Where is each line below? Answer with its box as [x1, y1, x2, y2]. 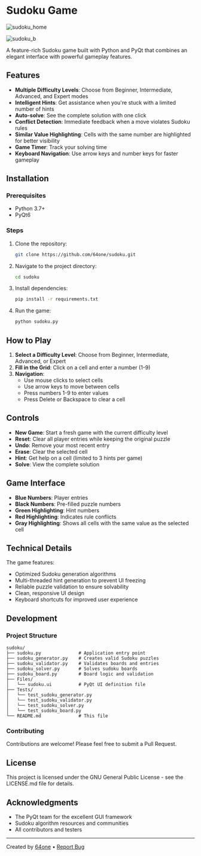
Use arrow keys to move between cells [23, 383, 120, 390]
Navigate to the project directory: [14, 262, 97, 269]
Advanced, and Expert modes [14, 92, 89, 99]
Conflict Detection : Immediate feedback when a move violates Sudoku [14, 118, 190, 125]
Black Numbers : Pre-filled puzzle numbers [14, 500, 121, 508]
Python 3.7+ [14, 205, 45, 213]
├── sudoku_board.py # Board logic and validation [6, 671, 154, 677]
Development [6, 613, 58, 623]
